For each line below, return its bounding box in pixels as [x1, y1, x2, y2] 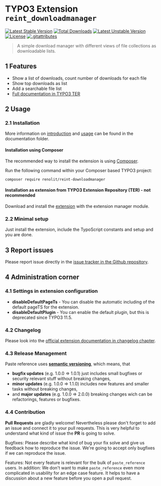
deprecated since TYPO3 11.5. [12, 314, 72, 320]
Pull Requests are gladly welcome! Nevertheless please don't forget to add [5, 420, 156, 426]
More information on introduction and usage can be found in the [5, 131, 134, 136]
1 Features [5, 62, 37, 70]
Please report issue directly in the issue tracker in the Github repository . [5, 259, 149, 265]
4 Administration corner [5, 273, 79, 282]
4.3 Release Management [5, 350, 67, 356]
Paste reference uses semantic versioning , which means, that [5, 361, 130, 367]
